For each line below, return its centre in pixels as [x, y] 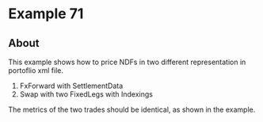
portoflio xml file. [36, 71]
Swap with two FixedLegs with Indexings [86, 94]
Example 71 [46, 14]
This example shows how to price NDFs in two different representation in [127, 62]
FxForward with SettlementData [71, 86]
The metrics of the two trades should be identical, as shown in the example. [132, 109]
